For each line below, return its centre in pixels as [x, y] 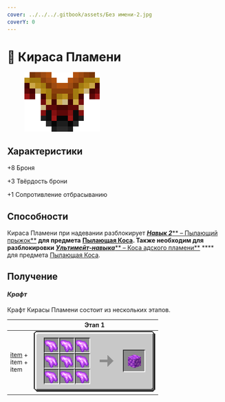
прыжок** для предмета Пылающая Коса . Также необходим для [106, 240]
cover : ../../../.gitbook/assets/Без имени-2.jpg [80, 15]
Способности [38, 217]
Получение [33, 277]
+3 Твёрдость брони [37, 181]
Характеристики [45, 151]
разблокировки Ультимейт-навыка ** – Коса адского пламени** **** [111, 248]
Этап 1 [95, 325]
